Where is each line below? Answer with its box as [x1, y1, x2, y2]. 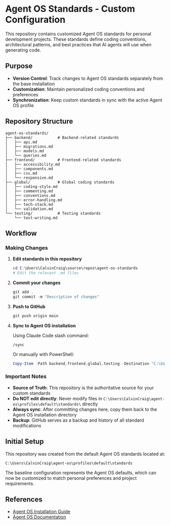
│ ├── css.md [5, 171, 38, 176]
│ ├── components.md [5, 166, 53, 171]
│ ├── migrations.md [5, 144, 53, 149]
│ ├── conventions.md [5, 193, 56, 198]
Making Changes [5, 244, 48, 251]
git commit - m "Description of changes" [12, 294, 99, 299]
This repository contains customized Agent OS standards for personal [5, 31, 151, 37]
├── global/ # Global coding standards [5, 179, 115, 185]
